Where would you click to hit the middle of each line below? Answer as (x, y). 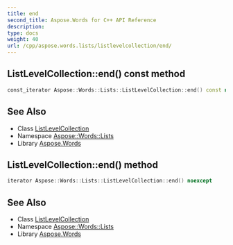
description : (26, 26)
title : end (23, 14)
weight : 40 (23, 40)
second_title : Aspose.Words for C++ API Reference (82, 20)
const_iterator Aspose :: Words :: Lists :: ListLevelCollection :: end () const (114, 90)
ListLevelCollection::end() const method (96, 74)
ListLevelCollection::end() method (83, 165)
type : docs (23, 33)
